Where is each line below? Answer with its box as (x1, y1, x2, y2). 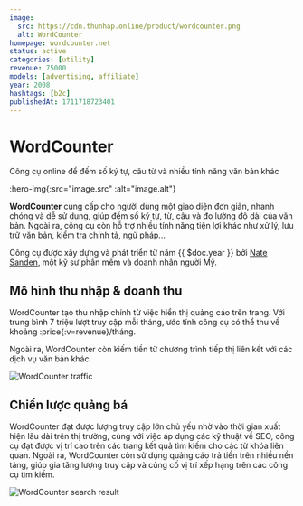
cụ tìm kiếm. (9, 469, 55, 480)
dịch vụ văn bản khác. (9, 353, 92, 364)
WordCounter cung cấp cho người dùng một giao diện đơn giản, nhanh (9, 201, 275, 212)
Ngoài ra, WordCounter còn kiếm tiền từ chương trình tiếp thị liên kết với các (9, 344, 293, 355)
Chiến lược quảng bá (9, 397, 128, 412)
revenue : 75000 (9, 64, 67, 73)
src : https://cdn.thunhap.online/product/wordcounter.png (17, 22, 241, 31)
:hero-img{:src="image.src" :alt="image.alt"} (9, 183, 176, 194)
